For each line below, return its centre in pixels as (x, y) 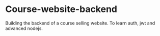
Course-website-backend (61, 9)
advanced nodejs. (24, 28)
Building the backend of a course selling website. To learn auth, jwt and (80, 23)
